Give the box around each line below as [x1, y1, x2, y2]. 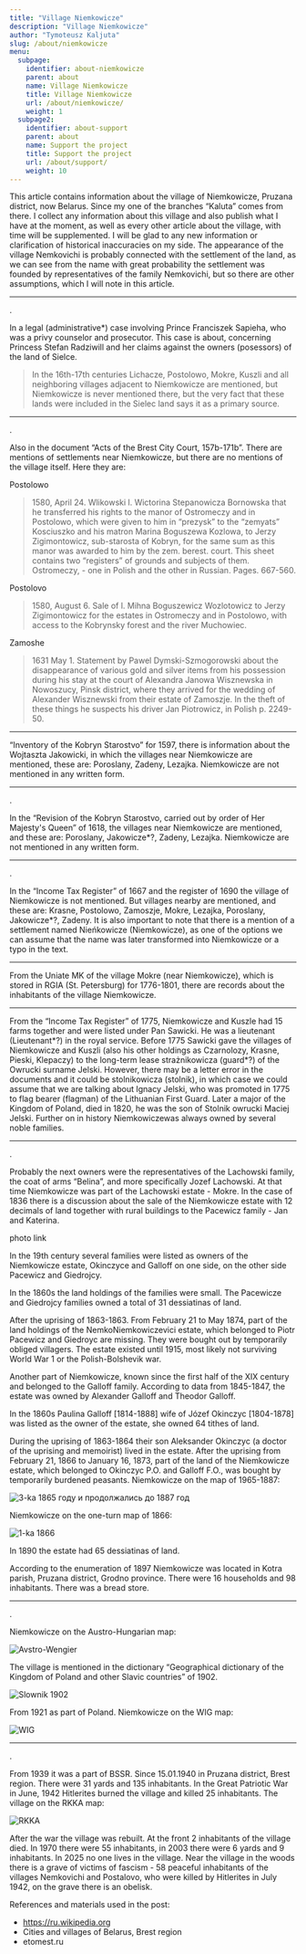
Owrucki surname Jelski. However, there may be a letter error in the [9, 1065, 264, 1076]
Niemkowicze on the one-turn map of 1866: [9, 1510, 173, 1521]
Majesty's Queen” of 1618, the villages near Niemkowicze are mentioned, [9, 823, 282, 834]
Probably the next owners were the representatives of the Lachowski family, [9, 1166, 295, 1178]
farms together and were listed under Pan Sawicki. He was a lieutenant [9, 1025, 276, 1036]
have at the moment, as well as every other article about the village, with [9, 220, 281, 231]
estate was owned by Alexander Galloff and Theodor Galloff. [9, 1391, 236, 1402]
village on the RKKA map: [9, 1798, 105, 1809]
